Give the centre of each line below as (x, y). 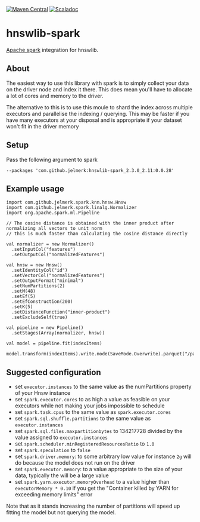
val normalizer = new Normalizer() (50, 244)
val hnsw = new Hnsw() (34, 265)
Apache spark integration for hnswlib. (52, 50)
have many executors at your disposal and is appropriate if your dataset (94, 120)
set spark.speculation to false (53, 450)
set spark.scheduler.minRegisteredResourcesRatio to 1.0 (85, 444)
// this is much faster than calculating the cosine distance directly (97, 234)
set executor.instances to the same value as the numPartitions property (103, 387)
